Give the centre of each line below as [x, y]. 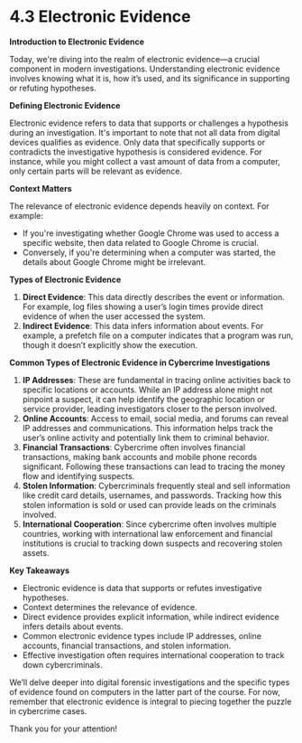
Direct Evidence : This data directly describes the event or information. [154, 296]
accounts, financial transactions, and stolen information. [127, 645]
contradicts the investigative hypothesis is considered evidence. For [136, 152]
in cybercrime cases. [48, 710]
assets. [36, 552]
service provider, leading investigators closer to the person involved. [150, 409]
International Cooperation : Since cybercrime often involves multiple [149, 524]
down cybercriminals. [63, 664]
